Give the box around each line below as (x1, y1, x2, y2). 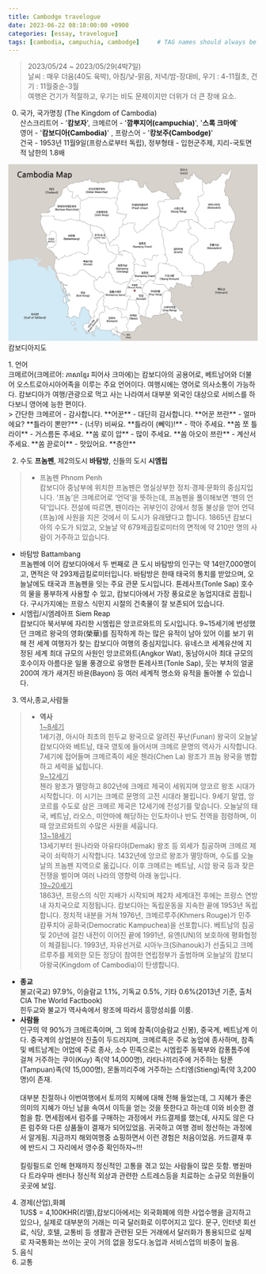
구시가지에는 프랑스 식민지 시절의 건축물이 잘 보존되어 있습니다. (30, 599, 225, 609)
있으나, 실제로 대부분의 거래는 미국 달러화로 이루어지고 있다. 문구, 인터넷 (19, 1218, 241, 1227)
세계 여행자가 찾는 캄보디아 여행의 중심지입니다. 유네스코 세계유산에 (36, 639, 244, 649)
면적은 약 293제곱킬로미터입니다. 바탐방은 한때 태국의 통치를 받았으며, (30, 569, 246, 579)
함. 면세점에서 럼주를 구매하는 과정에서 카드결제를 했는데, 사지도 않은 (34, 1113, 246, 1122)
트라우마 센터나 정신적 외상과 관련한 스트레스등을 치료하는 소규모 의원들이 (28, 1171, 255, 1180)
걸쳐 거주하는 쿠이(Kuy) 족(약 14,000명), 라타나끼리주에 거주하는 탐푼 (19, 1055, 234, 1064)
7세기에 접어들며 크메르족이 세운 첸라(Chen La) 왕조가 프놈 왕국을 (39, 752, 243, 761)
